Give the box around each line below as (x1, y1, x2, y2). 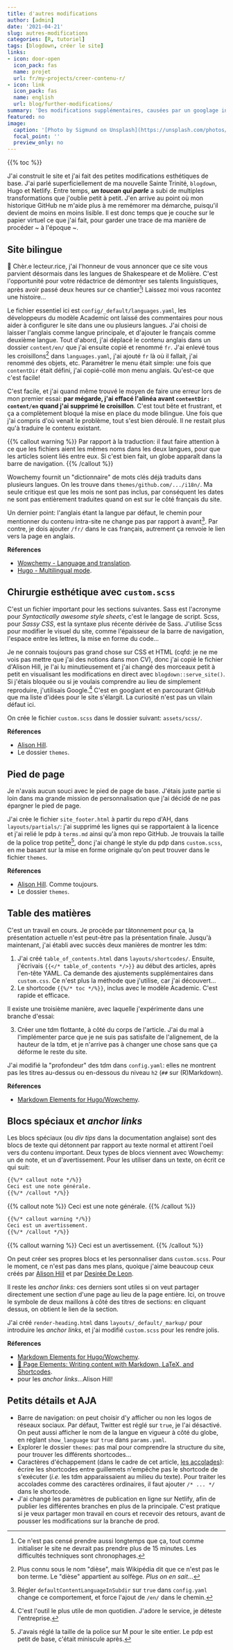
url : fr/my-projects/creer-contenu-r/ (13, 74, 126, 82)
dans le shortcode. (17, 1487, 71, 1495)
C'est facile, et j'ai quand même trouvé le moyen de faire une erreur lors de (7, 387, 222, 396)
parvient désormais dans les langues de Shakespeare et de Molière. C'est (7, 269, 218, 278)
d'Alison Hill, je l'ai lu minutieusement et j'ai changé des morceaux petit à (7, 662, 216, 671)
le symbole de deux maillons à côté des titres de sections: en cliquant (7, 1297, 206, 1306)
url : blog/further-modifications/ (13, 101, 113, 108)
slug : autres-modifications (7, 29, 89, 37)
